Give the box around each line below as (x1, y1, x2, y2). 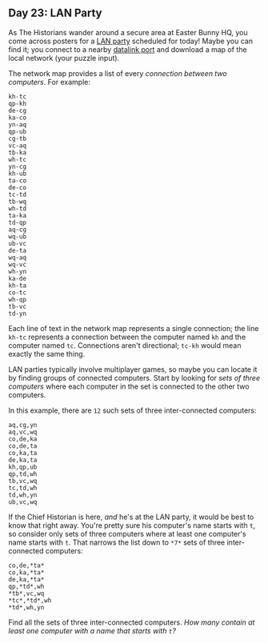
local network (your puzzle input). (8, 53, 120, 62)
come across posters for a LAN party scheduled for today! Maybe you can (8, 36, 254, 46)
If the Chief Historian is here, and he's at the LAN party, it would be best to (8, 512, 254, 521)
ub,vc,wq (8, 497, 38, 506)
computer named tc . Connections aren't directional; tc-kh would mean (8, 340, 242, 350)
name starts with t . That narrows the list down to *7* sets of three (8, 537, 226, 547)
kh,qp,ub (8, 463, 38, 471)
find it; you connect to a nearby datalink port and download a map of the (8, 44, 247, 54)
